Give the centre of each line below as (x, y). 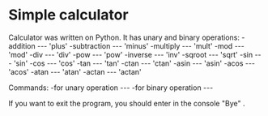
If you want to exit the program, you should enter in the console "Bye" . (127, 103)
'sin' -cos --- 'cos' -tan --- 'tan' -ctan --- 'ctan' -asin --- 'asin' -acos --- (134, 63)
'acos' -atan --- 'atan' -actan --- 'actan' (75, 71)
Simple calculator (68, 15)
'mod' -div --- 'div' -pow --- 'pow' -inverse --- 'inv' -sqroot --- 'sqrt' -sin (131, 54)
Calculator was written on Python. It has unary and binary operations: (124, 37)
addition (22, 45)
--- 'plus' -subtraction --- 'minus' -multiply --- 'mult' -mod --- (140, 45)
